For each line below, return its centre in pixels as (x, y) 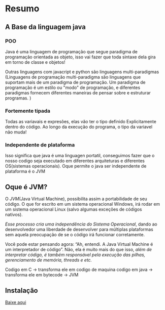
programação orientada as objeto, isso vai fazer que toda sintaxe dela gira (81, 57)
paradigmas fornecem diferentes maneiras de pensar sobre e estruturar (78, 92)
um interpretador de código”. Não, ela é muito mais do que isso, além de (79, 250)
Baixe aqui (16, 303)
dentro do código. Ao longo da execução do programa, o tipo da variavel (79, 127)
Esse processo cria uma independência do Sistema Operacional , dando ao (81, 224)
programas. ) (18, 98)
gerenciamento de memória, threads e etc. (49, 260)
